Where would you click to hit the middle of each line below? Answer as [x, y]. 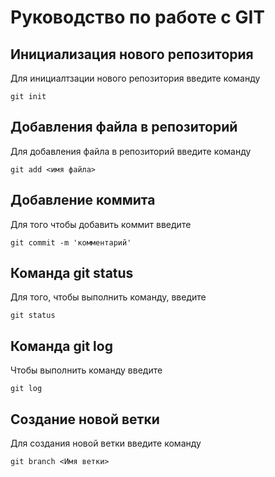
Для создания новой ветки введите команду [106, 443]
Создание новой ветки [85, 419]
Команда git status [72, 273]
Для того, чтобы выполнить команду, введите [108, 297]
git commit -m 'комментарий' [71, 242]
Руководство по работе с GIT [138, 17]
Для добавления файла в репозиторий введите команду [131, 151]
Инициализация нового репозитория [132, 54]
